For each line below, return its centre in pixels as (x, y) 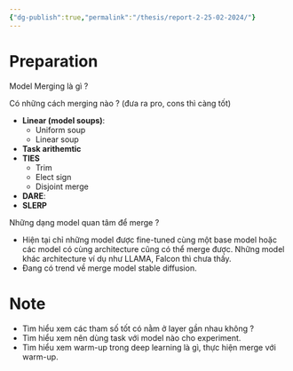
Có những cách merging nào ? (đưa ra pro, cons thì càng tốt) (120, 103)
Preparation (54, 61)
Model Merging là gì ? (49, 86)
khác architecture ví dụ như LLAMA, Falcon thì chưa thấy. (127, 258)
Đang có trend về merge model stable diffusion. (109, 268)
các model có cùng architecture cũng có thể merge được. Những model (153, 249)
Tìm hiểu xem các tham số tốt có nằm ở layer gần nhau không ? (138, 328)
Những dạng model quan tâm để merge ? (84, 222)
